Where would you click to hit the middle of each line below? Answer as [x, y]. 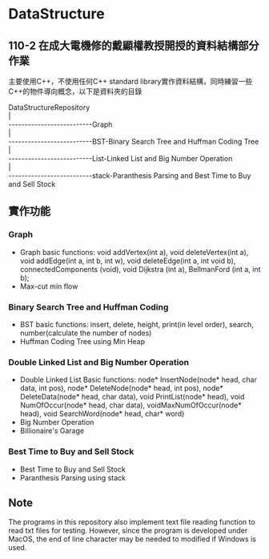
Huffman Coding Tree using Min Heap [82, 341]
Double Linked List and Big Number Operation [99, 362]
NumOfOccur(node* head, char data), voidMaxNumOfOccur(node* [130, 405]
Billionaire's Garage [52, 431]
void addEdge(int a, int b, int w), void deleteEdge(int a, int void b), [128, 261]
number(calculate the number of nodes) [86, 333]
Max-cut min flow [49, 286]
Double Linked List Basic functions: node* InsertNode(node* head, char [139, 380]
